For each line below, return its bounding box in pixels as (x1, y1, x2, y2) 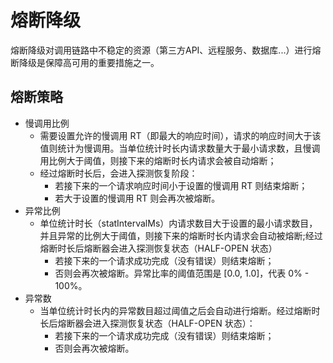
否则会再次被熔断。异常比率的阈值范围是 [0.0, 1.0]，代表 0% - (54, 267, 310, 279)
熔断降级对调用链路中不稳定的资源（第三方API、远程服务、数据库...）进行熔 (10, 44, 322, 56)
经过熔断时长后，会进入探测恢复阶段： (39, 167, 198, 179)
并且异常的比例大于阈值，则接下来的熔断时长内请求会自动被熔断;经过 (39, 229, 323, 241)
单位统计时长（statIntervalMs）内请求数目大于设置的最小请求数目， (39, 217, 318, 229)
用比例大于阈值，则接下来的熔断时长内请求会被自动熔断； (39, 154, 277, 166)
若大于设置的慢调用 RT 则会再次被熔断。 (54, 192, 221, 204)
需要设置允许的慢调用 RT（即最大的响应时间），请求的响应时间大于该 (39, 129, 322, 141)
